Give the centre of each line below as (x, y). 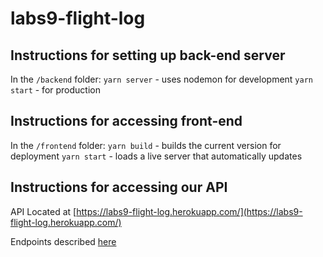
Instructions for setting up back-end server (148, 55)
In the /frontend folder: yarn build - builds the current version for (146, 145)
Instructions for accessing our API (119, 187)
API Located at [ (43, 211)
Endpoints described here (63, 241)
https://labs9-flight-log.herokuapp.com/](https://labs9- (189, 211)
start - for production (55, 90)
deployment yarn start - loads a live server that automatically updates (156, 156)
